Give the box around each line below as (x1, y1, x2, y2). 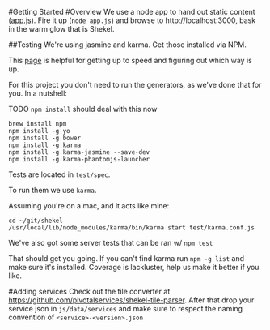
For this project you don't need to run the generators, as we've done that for (8, 80, 262, 89)
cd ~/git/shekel (8, 216, 63, 225)
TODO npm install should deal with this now (8, 105, 158, 114)
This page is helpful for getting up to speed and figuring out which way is (8, 56, 252, 65)
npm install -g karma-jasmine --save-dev (8, 148, 150, 156)
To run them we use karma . (8, 186, 97, 195)
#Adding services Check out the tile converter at (8, 287, 171, 296)
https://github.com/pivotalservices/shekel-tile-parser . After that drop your (8, 295, 255, 305)
